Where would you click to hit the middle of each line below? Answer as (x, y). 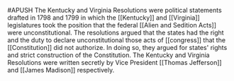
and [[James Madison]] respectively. (61, 70)
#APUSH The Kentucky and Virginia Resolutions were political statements (115, 10)
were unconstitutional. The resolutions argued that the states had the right (116, 32)
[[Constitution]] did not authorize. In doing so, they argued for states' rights (117, 48)
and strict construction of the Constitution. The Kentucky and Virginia (109, 55)
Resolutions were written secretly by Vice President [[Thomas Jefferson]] (115, 62)
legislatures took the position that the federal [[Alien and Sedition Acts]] (112, 25)
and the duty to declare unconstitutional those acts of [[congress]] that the (116, 40)
